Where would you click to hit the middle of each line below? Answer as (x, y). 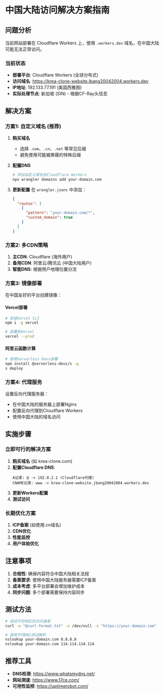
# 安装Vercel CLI (22, 318)
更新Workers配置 (30, 493)
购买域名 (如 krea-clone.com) (42, 461)
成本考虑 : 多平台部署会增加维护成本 (48, 586)
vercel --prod (20, 337)
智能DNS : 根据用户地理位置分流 (44, 269)
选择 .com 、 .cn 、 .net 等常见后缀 (53, 148)
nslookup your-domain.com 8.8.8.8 (41, 639)
